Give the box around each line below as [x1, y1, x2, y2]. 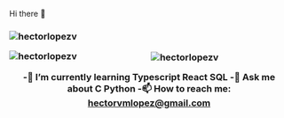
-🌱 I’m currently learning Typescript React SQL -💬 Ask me [22, 71, 276, 84]
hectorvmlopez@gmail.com [87, 97, 211, 109]
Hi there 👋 [9, 9, 46, 18]
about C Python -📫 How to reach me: [67, 83, 232, 95]
